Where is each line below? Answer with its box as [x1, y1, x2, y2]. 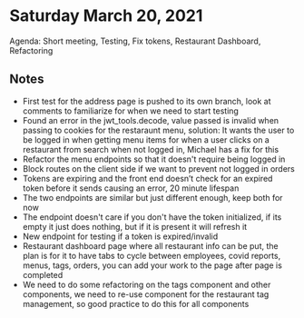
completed [22, 269, 64, 280]
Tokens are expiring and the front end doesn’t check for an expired [22, 173, 273, 184]
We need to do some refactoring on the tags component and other [22, 279, 271, 290]
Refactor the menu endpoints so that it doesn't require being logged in [22, 154, 286, 164]
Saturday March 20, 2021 [9, 5, 203, 26]
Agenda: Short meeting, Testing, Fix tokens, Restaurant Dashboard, [9, 35, 261, 46]
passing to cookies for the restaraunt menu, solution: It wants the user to [22, 124, 295, 135]
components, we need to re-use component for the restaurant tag [22, 288, 270, 300]
